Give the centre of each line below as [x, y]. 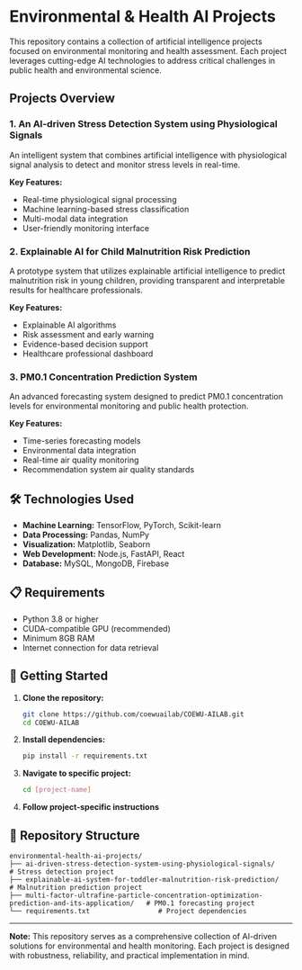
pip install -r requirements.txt [85, 756]
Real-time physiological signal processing [99, 199]
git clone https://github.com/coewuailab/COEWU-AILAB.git [133, 714]
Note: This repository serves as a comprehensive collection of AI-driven [143, 936]
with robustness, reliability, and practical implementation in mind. [129, 955]
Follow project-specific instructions [91, 807]
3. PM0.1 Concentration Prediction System [103, 377]
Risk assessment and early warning [88, 334]
